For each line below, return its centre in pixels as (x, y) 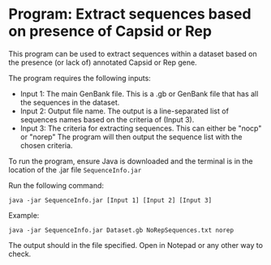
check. (20, 254)
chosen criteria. (46, 145)
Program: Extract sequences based (130, 14)
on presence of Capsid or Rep (110, 31)
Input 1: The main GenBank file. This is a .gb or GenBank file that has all (139, 93)
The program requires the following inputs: (80, 78)
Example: (24, 215)
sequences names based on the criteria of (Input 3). (107, 119)
